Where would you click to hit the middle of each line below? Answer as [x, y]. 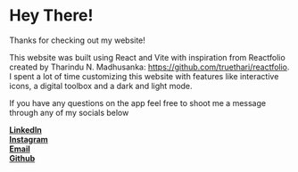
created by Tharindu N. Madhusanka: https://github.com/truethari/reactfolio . [149, 67]
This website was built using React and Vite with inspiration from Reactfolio [147, 57]
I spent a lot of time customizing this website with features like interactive [144, 76]
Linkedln [25, 129]
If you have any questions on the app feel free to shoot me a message [137, 102]
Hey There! [51, 16]
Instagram [29, 139]
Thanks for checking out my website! [77, 40]
